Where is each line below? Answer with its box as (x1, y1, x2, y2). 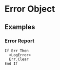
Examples (4, 23, 35, 31)
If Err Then (4, 48, 29, 53)
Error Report (4, 37, 35, 44)
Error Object (4, 3, 55, 15)
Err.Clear (9, 57, 29, 62)
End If (4, 61, 18, 66)
